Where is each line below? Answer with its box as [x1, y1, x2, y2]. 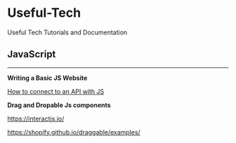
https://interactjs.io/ [7, 114, 65, 123]
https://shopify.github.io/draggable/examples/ [7, 128, 140, 136]
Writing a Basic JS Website [7, 74, 88, 82]
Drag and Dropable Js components [7, 100, 111, 109]
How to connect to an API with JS [7, 87, 105, 95]
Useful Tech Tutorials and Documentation [7, 28, 128, 36]
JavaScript [7, 48, 56, 60]
